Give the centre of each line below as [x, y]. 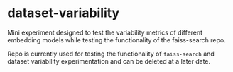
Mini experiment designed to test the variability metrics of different [105, 32]
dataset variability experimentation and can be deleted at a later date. [109, 61]
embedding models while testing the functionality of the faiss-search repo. [116, 40]
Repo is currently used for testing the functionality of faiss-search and [111, 54]
